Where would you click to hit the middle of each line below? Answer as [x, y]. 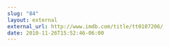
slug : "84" [23, 13]
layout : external [32, 20]
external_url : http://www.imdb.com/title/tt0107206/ [85, 26]
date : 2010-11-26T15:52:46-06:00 [56, 33]
